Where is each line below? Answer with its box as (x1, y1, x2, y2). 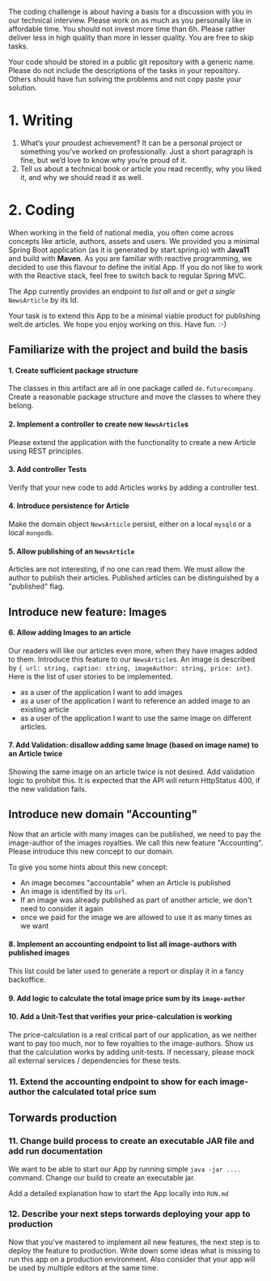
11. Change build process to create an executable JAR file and (8, 1135, 255, 1146)
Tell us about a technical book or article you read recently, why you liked (19, 164, 262, 174)
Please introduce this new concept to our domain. (8, 846, 175, 856)
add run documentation (8, 1146, 104, 1157)
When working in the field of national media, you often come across (8, 227, 235, 238)
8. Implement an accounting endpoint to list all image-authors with (8, 940, 237, 949)
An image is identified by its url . (19, 886, 128, 896)
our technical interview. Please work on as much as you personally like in (8, 15, 252, 25)
